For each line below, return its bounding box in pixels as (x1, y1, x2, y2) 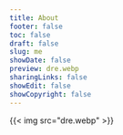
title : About (9, 13, 59, 23)
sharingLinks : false (9, 73, 88, 82)
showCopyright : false (9, 89, 92, 99)
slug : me (9, 47, 43, 57)
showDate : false (9, 56, 71, 65)
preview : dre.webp (9, 65, 79, 74)
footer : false (9, 22, 64, 31)
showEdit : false (9, 81, 71, 90)
